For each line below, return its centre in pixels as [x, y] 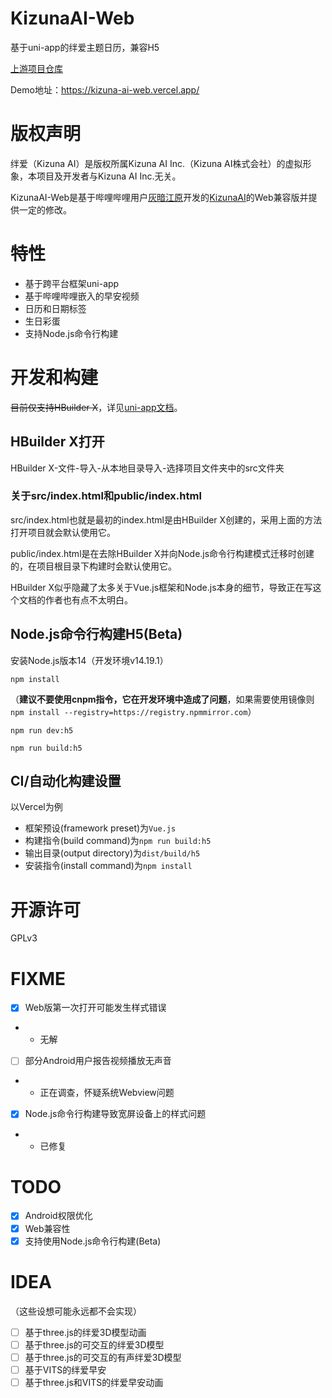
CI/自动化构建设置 [66, 781]
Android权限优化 [58, 1216]
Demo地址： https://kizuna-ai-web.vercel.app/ [105, 89]
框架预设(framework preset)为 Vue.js [100, 828]
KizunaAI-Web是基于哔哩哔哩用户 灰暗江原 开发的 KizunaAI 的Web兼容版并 [159, 197]
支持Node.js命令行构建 [71, 333]
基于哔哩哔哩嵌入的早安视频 [82, 296]
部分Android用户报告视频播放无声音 [98, 1061]
